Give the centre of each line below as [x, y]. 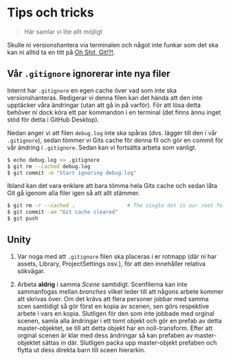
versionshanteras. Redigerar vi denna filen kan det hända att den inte [105, 97]
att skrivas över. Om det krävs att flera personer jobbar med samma [113, 299]
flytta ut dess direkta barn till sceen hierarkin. [81, 350]
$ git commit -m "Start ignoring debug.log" [72, 173]
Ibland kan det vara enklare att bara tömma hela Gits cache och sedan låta [112, 186]
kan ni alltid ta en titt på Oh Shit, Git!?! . [61, 52]
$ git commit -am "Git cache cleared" [63, 212]
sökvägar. [31, 271]
